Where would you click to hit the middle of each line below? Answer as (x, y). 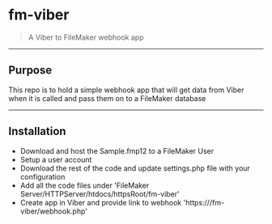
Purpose (30, 70)
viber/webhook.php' (53, 211)
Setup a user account (56, 159)
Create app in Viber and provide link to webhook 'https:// (115, 202)
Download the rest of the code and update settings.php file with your (135, 168)
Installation (37, 131)
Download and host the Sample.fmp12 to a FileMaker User (117, 150)
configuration (42, 176)
